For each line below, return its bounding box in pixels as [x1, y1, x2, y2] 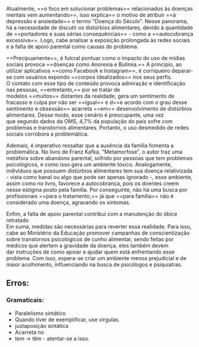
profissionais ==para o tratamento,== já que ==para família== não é [6, 193, 174, 199]
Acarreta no [14, 329, 45, 336]
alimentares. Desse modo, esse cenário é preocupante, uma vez [6, 111, 164, 118]
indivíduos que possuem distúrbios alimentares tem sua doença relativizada [6, 167, 192, 174]
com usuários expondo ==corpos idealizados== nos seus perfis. [13, 74, 173, 80]
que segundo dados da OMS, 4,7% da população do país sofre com [6, 118, 173, 124]
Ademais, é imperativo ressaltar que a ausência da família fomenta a [6, 142, 174, 149]
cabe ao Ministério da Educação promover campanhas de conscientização [6, 229, 190, 236]
